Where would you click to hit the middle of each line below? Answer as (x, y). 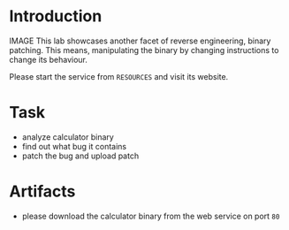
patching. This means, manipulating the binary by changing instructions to (144, 50)
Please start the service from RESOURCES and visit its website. (119, 76)
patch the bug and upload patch (80, 156)
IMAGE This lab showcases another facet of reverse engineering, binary (140, 41)
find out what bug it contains (74, 146)
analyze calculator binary (68, 137)
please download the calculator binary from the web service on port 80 (151, 216)
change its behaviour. (49, 59)
